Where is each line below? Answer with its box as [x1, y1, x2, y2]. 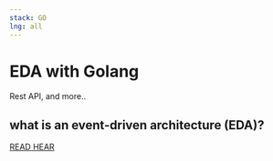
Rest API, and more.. [9, 91, 87, 102]
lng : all [9, 22, 43, 31]
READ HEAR [9, 142, 55, 153]
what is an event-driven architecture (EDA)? [9, 117, 265, 133]
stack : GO [9, 13, 47, 23]
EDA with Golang [9, 61, 140, 82]
